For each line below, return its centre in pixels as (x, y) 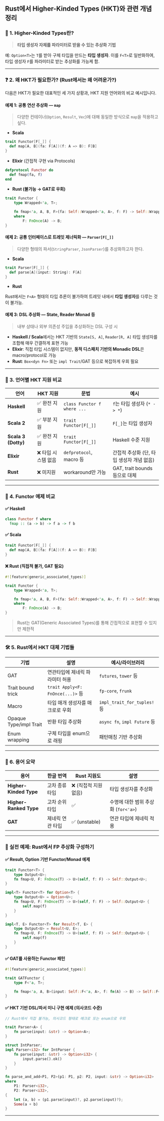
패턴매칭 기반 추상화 (121, 737)
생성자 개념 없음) (136, 460)
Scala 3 (16, 436)
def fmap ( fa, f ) (26, 175)
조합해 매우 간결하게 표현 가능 (40, 343)
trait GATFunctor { (25, 978)
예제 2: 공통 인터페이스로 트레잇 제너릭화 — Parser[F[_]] (59, 237)
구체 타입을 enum (66, 734)
